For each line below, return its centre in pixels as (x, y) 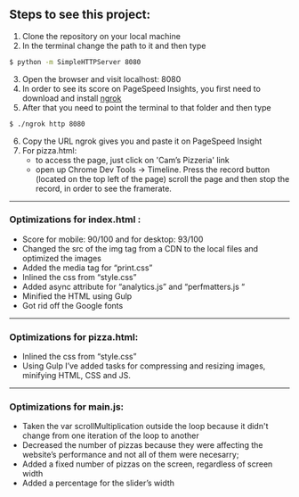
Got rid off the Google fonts (73, 305)
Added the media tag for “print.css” (87, 268)
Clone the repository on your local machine (101, 36)
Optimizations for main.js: (67, 407)
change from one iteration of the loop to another (110, 435)
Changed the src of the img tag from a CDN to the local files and (140, 248)
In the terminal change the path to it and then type (114, 46)
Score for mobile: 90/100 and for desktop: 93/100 (113, 239)
